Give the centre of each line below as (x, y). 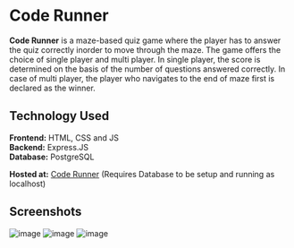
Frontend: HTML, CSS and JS (64, 137)
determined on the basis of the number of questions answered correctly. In (147, 69)
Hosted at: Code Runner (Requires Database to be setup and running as (142, 174)
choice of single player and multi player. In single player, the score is (135, 59)
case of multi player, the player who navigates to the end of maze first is (142, 78)
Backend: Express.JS (49, 147)
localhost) (28, 184)
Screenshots (46, 212)
